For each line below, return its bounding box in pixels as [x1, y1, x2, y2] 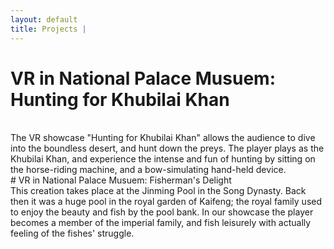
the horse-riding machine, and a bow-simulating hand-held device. [10, 164, 287, 176]
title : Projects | [10, 24, 87, 34]
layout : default [10, 14, 78, 25]
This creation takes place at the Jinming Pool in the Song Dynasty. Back [10, 185, 307, 197]
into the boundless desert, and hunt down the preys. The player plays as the [10, 142, 325, 155]
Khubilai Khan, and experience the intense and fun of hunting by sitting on [10, 153, 316, 165]
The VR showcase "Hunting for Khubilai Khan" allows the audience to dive [10, 132, 316, 144]
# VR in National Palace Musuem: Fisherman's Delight [10, 174, 232, 186]
